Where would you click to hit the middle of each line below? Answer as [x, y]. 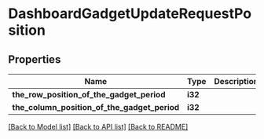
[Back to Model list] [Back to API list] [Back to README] [98, 127]
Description [236, 81]
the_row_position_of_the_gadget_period [89, 95]
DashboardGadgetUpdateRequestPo [130, 14]
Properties [35, 59]
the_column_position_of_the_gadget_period [96, 107]
